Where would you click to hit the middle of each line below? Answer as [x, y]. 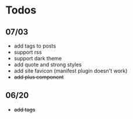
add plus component [39, 77]
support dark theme [38, 58]
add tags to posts [35, 46]
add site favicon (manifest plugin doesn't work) [71, 71]
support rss [28, 52]
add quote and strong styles [48, 64]
